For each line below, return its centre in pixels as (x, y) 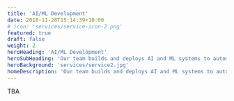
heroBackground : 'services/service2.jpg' (68, 65)
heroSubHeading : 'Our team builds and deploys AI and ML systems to (109, 59)
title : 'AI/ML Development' (48, 13)
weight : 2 (22, 46)
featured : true (29, 33)
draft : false (26, 39)
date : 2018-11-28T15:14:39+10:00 (56, 20)
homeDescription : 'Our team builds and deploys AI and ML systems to (110, 71)
